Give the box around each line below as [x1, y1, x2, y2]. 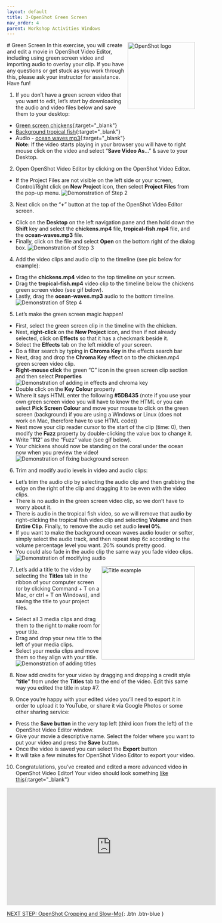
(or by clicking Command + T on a [15, 585, 100, 592]
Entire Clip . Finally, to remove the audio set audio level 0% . [15, 523, 162, 530]
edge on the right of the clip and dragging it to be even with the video [15, 484, 187, 492]
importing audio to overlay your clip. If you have [7, 61, 124, 68]
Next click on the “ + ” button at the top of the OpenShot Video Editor [15, 201, 183, 208]
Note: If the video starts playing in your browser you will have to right [15, 141, 186, 148]
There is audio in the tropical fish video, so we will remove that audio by [15, 510, 192, 517]
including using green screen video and [7, 54, 104, 61]
